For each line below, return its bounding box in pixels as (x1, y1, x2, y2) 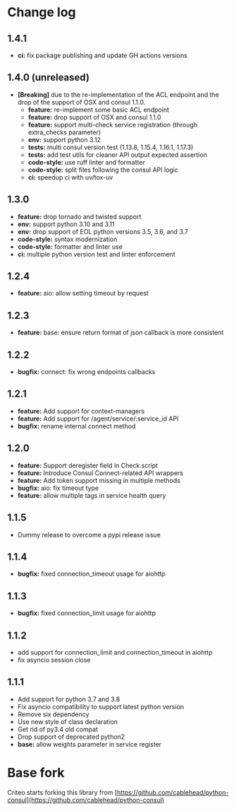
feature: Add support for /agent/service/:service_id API (17, 414, 179, 423)
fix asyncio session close (17, 655, 91, 664)
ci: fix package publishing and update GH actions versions (17, 51, 188, 59)
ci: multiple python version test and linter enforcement (17, 250, 175, 258)
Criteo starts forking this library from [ (7, 788, 118, 796)
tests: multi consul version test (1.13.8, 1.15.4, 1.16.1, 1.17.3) (27, 143, 194, 151)
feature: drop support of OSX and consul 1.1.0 (27, 112, 161, 121)
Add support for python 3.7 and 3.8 (17, 694, 120, 704)
